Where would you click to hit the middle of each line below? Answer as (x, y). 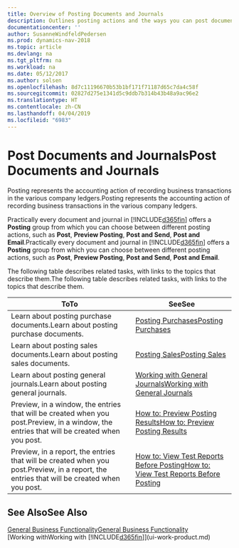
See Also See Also (47, 512)
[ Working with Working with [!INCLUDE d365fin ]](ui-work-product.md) (109, 537)
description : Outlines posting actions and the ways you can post (108, 21)
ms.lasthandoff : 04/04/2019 (49, 113)
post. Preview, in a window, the (62, 422)
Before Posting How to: (173, 465)
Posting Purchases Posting (179, 320)
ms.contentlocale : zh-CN (44, 107)
